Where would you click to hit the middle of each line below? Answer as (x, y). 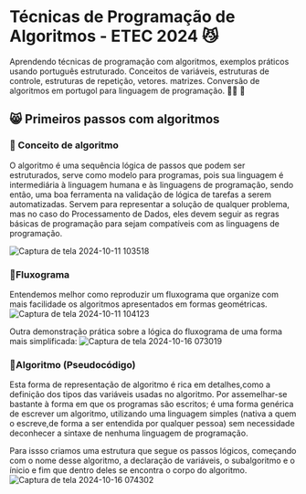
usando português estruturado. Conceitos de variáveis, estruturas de (139, 71)
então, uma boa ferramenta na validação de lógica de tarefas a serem (141, 194)
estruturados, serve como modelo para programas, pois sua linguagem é (147, 174)
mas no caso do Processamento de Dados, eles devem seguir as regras (145, 214)
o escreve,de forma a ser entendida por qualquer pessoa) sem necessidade (152, 424)
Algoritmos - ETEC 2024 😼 (114, 36)
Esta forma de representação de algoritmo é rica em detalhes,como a (140, 384)
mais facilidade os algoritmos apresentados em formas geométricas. (138, 304)
